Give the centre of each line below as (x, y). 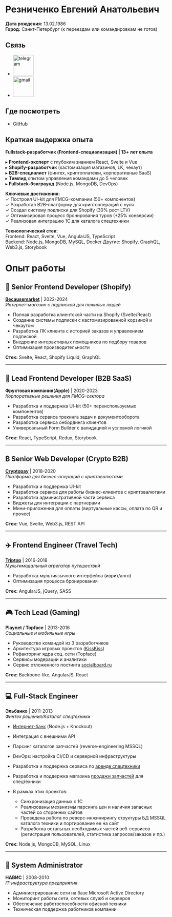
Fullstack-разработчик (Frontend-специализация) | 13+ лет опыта (79, 152)
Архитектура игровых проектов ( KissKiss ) (59, 648)
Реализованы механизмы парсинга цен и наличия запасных (86, 807)
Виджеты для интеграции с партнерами (57, 503)
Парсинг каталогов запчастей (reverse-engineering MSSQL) (78, 746)
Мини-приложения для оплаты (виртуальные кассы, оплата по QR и (87, 508)
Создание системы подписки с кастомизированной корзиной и (82, 320)
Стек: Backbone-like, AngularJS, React (47, 675)
